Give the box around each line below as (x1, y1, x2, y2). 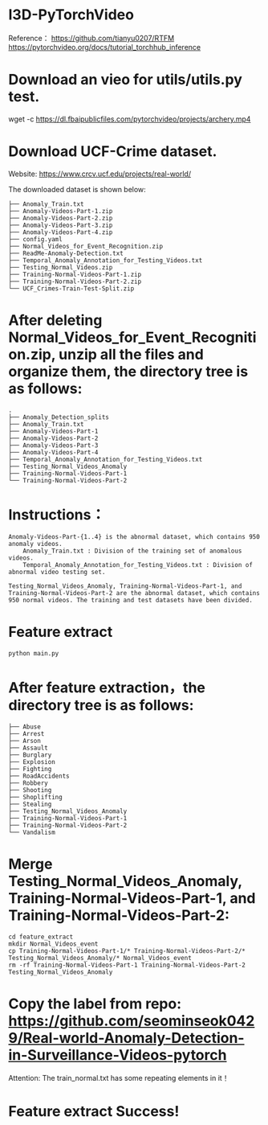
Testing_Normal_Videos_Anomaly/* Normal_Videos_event (8, 954, 193, 962)
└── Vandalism (8, 828, 56, 836)
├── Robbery (8, 778, 48, 787)
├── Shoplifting (8, 793, 63, 801)
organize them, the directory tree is (8, 363, 249, 380)
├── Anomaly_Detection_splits (8, 413, 110, 421)
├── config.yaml (8, 235, 63, 243)
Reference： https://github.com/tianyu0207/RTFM (8, 33, 175, 43)
